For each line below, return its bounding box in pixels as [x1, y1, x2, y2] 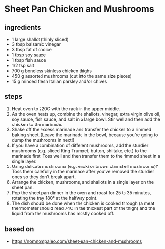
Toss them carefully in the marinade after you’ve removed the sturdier [11, 168, 154, 174]
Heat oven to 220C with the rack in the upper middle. [11, 105, 120, 112]
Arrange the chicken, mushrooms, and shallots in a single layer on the [11, 179, 154, 185]
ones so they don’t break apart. [11, 174, 76, 180]
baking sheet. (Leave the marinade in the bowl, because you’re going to [11, 132, 158, 138]
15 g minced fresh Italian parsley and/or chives [11, 78, 107, 84]
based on [4, 225, 34, 233]
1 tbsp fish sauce [11, 57, 46, 63]
